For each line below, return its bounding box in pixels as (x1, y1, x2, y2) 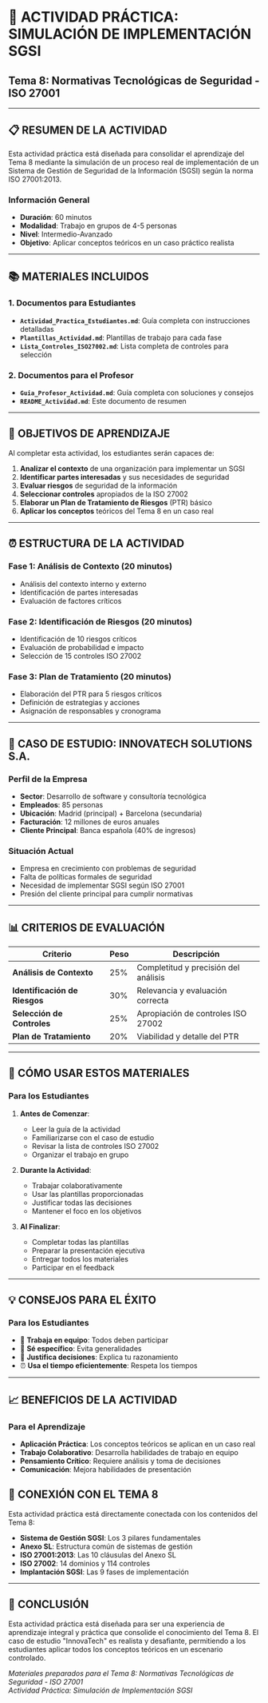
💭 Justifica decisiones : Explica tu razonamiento (19, 1352, 179, 1362)
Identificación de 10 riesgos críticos (19, 634, 137, 644)
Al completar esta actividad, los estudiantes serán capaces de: (8, 448, 215, 457)
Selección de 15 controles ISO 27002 (19, 651, 142, 660)
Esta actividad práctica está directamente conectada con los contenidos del (8, 1509, 258, 1518)
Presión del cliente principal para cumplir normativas (19, 889, 194, 899)
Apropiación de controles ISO (136, 1007, 247, 1019)
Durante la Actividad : (19, 1165, 92, 1175)
